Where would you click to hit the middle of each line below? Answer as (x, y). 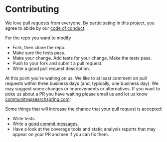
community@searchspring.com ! (38, 99)
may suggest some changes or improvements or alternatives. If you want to (83, 88)
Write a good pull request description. (51, 69)
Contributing (32, 9)
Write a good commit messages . (46, 124)
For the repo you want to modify (38, 38)
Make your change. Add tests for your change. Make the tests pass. (82, 58)
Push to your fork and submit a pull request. (57, 63)
